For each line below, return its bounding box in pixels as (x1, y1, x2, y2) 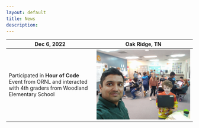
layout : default (6, 9, 46, 15)
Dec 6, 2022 (34, 40, 66, 47)
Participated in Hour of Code (8, 72, 79, 79)
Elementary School (8, 91, 55, 98)
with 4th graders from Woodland (8, 84, 88, 91)
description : (6, 22, 38, 28)
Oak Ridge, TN (125, 40, 162, 47)
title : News (6, 15, 36, 22)
